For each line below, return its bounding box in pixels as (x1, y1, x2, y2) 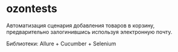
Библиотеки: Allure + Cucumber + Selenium (6, 40, 116, 47)
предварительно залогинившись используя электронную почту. (6, 28, 173, 35)
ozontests (6, 2, 57, 16)
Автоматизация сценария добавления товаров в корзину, (6, 22, 155, 29)
